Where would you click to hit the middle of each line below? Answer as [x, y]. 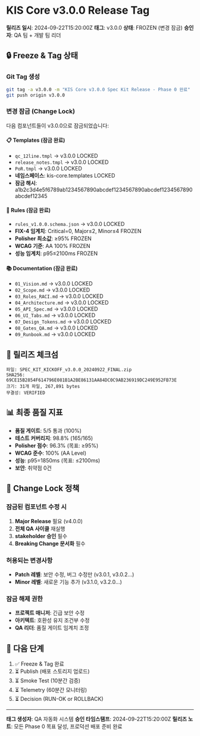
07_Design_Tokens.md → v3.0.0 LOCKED [63, 322]
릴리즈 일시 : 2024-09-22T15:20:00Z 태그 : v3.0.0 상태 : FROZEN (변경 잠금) [94, 27]
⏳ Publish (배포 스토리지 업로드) [52, 671]
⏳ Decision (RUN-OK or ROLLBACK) [59, 699]
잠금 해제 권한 [25, 598]
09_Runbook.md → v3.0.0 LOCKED [55, 334]
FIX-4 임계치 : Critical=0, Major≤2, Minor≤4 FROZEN [78, 231]
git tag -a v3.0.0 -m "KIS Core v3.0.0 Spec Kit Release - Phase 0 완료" [98, 89]
